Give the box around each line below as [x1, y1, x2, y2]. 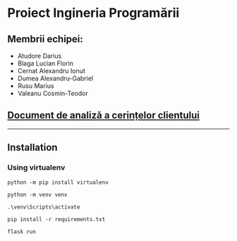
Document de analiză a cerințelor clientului [7, 109, 200, 121]
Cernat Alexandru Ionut [17, 67, 86, 75]
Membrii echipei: [7, 33, 83, 45]
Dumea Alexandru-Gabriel [17, 74, 94, 82]
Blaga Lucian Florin [17, 59, 74, 68]
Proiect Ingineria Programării [7, 5, 180, 21]
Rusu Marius [17, 82, 54, 89]
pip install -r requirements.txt [7, 216, 106, 223]
